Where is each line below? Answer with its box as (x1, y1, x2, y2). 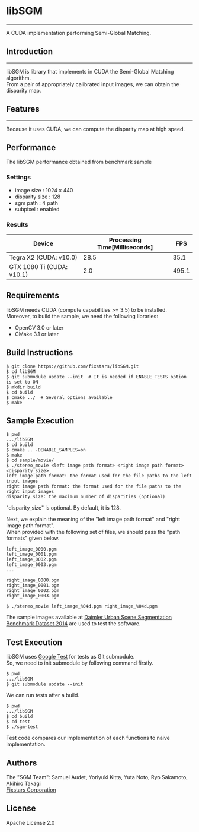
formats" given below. (6, 534, 60, 542)
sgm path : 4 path (14, 199, 58, 206)
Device (33, 239, 53, 248)
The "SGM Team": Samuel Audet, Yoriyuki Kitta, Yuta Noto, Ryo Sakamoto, (6, 774, 188, 781)
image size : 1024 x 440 (14, 186, 73, 194)
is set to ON (6, 379, 38, 385)
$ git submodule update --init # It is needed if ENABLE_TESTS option (6, 374, 187, 379)
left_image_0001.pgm (6, 551, 57, 558)
